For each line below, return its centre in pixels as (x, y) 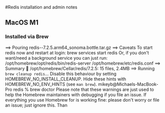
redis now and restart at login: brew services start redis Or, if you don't (77, 53)
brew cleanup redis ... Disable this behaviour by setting (61, 74)
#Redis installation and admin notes (41, 7)
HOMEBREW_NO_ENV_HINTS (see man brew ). (51, 84)
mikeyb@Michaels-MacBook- (128, 84)
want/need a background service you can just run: (56, 58)
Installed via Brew (27, 37)
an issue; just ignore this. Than (36, 105)
